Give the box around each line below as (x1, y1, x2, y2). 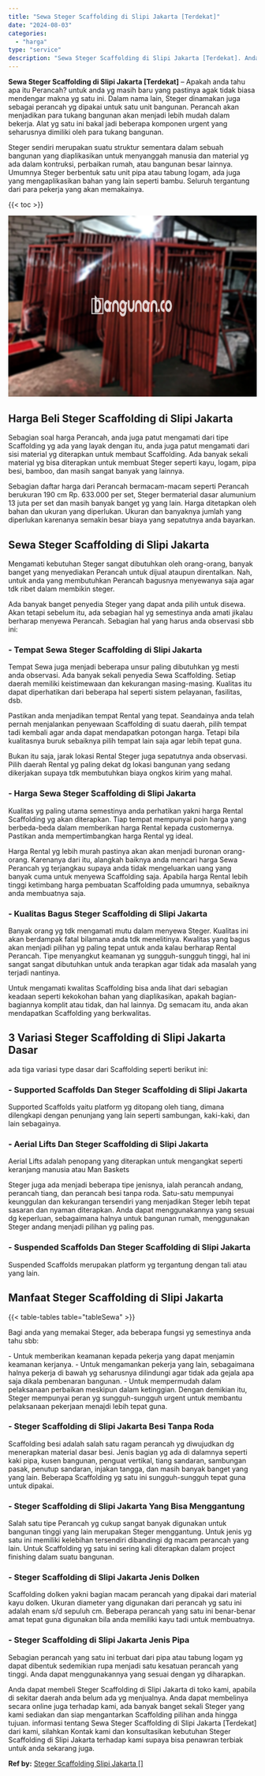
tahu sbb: (8, 1336, 39, 1345)
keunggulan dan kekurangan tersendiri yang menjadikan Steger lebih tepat (8, 1197, 251, 1207)
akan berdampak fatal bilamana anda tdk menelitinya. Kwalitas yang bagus (8, 935, 251, 944)
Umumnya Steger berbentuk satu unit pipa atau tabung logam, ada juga (8, 168, 241, 177)
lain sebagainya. (8, 1119, 62, 1129)
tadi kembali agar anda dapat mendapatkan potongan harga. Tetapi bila (8, 728, 241, 737)
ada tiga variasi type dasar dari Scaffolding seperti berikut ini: (8, 1064, 208, 1073)
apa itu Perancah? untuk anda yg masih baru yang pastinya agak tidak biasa (8, 85, 256, 95)
